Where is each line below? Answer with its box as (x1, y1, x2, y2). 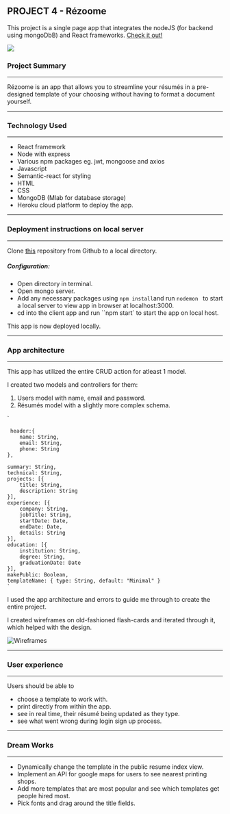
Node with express (16, 150, 71, 158)
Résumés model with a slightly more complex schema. (16, 400, 171, 409)
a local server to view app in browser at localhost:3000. (16, 301, 175, 309)
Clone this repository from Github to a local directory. (7, 246, 157, 255)
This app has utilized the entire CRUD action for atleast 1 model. (7, 367, 187, 375)
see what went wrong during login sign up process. (16, 717, 162, 725)
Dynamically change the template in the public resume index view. (16, 763, 204, 771)
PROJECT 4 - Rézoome (7, 5, 107, 17)
